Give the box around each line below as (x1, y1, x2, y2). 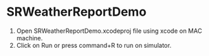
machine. (16, 33, 43, 42)
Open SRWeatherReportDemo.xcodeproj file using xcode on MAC (16, 27, 202, 35)
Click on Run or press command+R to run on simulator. (16, 41, 172, 49)
